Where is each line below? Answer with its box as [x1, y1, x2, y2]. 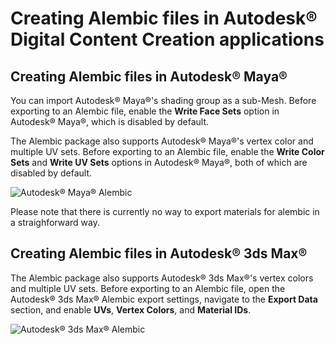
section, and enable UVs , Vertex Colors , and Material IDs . [10, 303, 252, 316]
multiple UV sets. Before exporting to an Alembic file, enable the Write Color [10, 146, 325, 157]
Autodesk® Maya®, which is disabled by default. [10, 116, 210, 127]
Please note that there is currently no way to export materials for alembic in [10, 206, 320, 217]
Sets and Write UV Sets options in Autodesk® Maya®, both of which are [10, 157, 308, 168]
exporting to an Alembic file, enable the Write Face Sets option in [10, 105, 280, 117]
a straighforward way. [10, 217, 100, 228]
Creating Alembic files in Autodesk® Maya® [10, 68, 288, 85]
